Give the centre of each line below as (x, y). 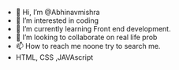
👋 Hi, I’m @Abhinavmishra (58, 12)
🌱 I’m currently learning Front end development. (93, 29)
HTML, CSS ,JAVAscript (54, 57)
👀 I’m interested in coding (57, 20)
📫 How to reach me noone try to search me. (88, 46)
